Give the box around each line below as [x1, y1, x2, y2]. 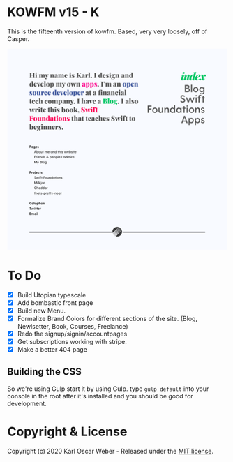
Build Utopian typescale [17, 290, 87, 299]
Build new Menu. [17, 306, 66, 315]
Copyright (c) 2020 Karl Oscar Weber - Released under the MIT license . [7, 447, 214, 455]
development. [7, 399, 47, 408]
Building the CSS [7, 366, 82, 378]
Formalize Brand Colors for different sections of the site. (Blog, [17, 314, 197, 322]
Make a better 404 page [17, 345, 87, 353]
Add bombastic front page [17, 298, 93, 307]
